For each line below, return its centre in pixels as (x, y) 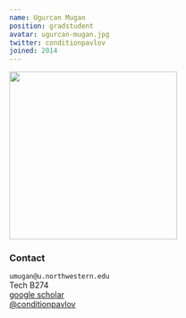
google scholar (37, 295)
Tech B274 (29, 285)
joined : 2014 (34, 51)
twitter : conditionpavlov (57, 43)
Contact (27, 258)
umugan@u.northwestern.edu (59, 277)
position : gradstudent (51, 26)
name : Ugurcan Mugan (48, 17)
